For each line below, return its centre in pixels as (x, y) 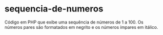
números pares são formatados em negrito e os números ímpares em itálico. (81, 27)
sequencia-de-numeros (54, 9)
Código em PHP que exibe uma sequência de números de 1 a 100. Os (74, 22)
